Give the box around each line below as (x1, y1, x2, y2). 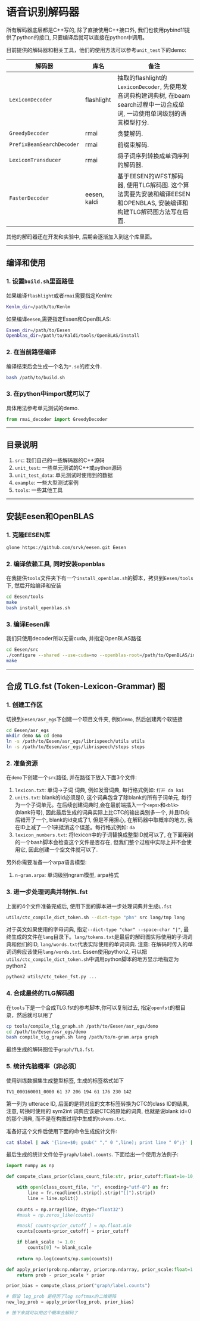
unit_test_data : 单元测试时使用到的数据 (14, 472, 113, 479)
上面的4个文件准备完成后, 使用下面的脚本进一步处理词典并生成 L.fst (6, 903, 172, 910)
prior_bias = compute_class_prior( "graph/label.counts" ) (6, 1283, 151, 1289)
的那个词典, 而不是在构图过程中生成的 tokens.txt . (6, 1115, 126, 1122)
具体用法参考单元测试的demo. (6, 404, 79, 411)
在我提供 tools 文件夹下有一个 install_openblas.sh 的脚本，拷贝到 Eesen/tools (6, 575, 193, 582)
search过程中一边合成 (117, 100, 179, 108)
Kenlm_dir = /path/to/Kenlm (6, 303, 70, 310)
